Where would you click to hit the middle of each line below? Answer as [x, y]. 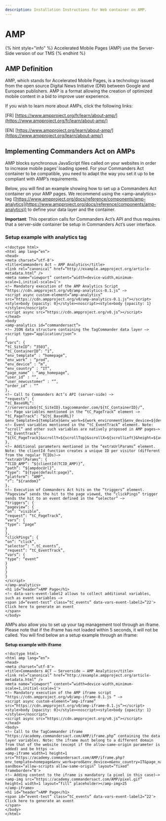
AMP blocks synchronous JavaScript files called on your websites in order [81, 163]
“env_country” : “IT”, [28, 369]
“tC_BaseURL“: [20, 403]
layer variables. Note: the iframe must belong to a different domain [79, 740]
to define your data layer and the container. [72, 210]
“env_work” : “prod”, [27, 360]
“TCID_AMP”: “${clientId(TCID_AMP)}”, [45, 464]
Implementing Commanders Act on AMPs [70, 151]
